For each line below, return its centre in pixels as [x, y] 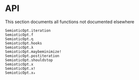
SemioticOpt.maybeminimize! [33, 52]
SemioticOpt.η [19, 39]
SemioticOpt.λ [19, 47]
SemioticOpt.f [19, 35]
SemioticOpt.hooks [23, 43]
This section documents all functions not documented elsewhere [70, 22]
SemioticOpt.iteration [28, 30]
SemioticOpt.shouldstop [29, 60]
